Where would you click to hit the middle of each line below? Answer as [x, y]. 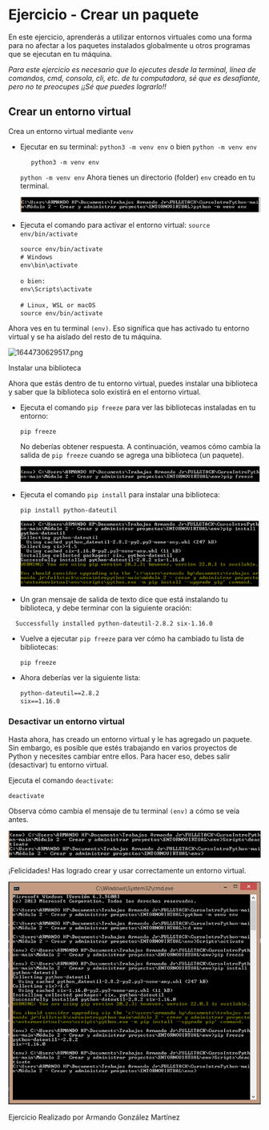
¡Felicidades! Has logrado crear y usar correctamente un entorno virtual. [127, 871]
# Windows [36, 257]
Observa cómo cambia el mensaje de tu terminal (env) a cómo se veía [124, 811]
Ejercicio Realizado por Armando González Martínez [94, 1117]
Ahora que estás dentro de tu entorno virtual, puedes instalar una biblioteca [133, 383]
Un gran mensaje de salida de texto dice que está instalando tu [124, 600]
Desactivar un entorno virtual [67, 722]
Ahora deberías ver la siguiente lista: [80, 678]
